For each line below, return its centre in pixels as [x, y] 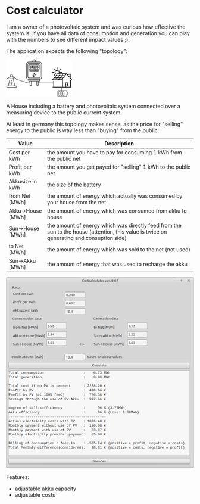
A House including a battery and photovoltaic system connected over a [93, 106]
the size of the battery [74, 185]
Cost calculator [45, 10]
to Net [16, 246]
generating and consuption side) [87, 238]
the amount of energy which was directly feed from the [114, 225]
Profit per [20, 167]
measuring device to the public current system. [64, 112]
